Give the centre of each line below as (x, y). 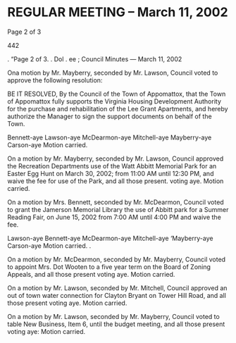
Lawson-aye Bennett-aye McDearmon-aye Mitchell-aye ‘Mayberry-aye (110, 238)
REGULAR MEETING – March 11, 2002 (118, 12)
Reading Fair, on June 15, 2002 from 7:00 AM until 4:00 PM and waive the (114, 217)
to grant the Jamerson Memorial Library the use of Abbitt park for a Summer (118, 209)
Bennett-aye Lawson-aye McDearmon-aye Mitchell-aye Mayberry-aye (110, 137)
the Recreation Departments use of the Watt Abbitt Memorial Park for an (112, 166)
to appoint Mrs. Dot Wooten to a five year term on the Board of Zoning (109, 267)
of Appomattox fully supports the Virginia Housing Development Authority (114, 101)
